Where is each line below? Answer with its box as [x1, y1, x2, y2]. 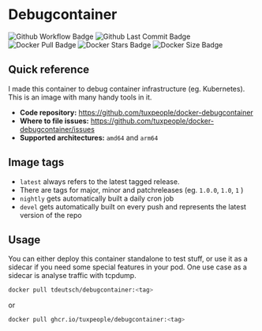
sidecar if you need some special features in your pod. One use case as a [8, 262, 247, 272]
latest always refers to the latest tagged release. [19, 176, 180, 186]
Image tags [8, 156, 65, 169]
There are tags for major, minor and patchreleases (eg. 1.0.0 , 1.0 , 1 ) [19, 185, 244, 194]
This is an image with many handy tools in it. [8, 92, 152, 102]
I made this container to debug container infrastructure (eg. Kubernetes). [8, 84, 245, 93]
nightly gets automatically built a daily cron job [19, 194, 174, 203]
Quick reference [8, 63, 90, 77]
